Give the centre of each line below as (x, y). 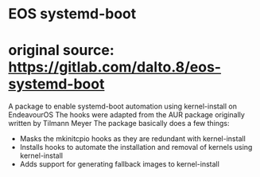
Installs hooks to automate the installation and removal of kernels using (136, 147)
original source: (61, 51)
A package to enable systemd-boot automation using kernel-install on (122, 106)
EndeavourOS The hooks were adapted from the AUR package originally (126, 115)
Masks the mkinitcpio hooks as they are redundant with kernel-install (133, 139)
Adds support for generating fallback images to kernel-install (120, 164)
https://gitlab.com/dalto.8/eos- (114, 67)
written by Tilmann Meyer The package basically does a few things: (119, 124)
